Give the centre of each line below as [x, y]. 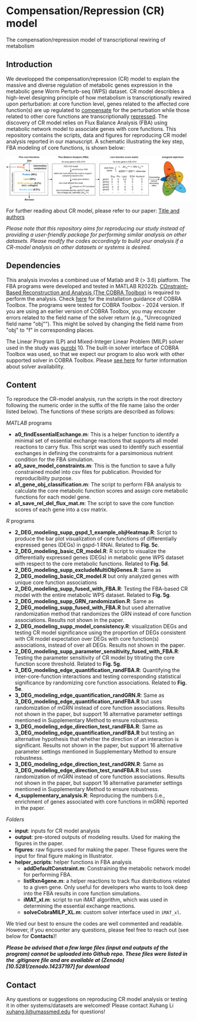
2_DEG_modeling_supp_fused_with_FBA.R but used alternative [93, 608]
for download [93, 966]
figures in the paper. [39, 844]
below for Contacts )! [31, 936]
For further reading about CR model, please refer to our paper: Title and [93, 210]
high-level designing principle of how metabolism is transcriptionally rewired [98, 97]
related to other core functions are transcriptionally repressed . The [87, 116]
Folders [15, 819]
